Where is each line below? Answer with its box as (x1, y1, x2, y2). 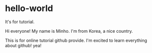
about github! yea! (5, 42, 42, 48)
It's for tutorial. (5, 19, 35, 25)
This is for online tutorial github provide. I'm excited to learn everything (5, 37, 148, 43)
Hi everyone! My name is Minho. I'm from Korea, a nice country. (5, 28, 133, 34)
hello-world (5, 3, 54, 14)
